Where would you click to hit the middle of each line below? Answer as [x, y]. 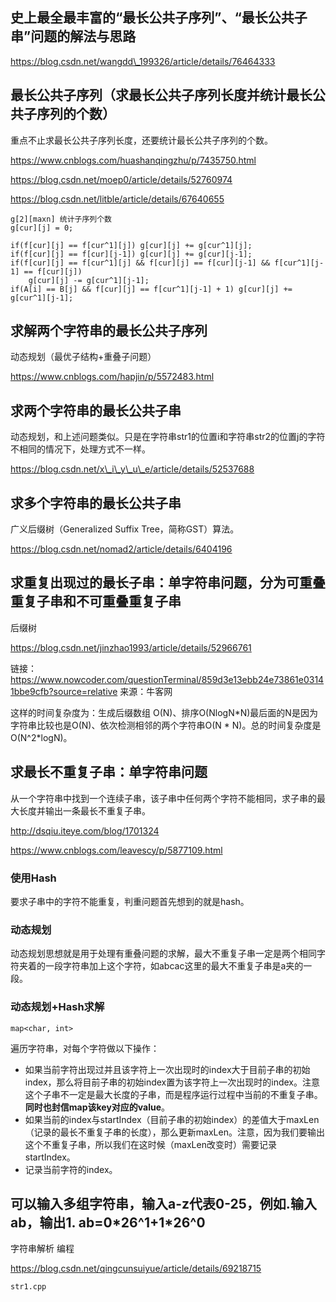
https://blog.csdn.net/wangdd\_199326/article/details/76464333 [143, 61]
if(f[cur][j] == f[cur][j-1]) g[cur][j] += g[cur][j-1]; [131, 254]
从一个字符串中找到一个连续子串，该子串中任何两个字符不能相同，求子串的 [163, 798]
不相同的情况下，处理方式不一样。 [80, 449]
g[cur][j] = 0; [42, 228]
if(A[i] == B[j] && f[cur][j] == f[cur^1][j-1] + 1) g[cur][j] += [151, 289]
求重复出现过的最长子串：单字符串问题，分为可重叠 [168, 583]
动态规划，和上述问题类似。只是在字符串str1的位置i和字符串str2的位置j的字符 [168, 437]
